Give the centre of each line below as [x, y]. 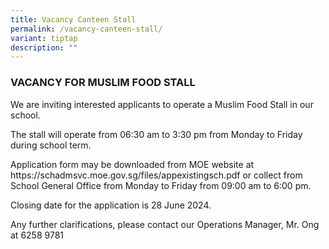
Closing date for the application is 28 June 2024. [111, 205]
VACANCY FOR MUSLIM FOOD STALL [103, 83]
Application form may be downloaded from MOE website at [132, 164]
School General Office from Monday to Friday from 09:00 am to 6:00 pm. [161, 185]
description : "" [44, 47]
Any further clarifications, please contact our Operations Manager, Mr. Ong [165, 224]
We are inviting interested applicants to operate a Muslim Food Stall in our [162, 104]
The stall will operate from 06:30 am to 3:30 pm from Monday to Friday [156, 134]
